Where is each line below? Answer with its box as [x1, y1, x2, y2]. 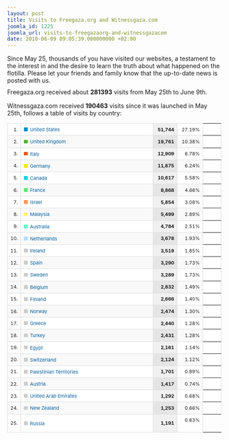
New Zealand [29, 405, 60, 412]
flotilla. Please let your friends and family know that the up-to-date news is [7, 69, 218, 78]
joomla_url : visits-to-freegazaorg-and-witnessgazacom [7, 29, 167, 36]
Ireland [29, 247, 46, 254]
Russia [29, 420, 45, 427]
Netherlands [29, 235, 58, 242]
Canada [29, 175, 48, 181]
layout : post [7, 10, 45, 17]
